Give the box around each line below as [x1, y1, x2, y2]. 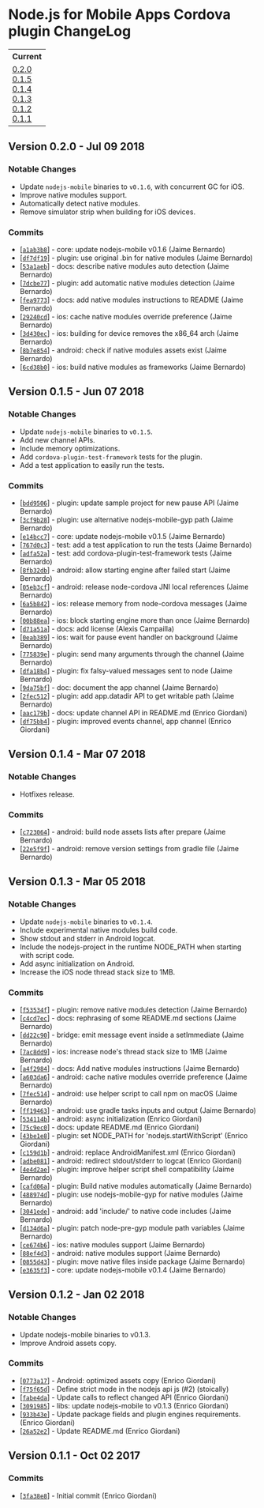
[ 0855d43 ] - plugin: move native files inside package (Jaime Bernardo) [19, 1257, 246, 1266]
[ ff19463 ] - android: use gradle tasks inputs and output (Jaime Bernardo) [19, 1105, 257, 1115]
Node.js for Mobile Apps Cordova [8, 6, 231, 24]
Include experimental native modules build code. [19, 925, 178, 934]
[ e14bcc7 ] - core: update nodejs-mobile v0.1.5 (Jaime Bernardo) [19, 531, 226, 541]
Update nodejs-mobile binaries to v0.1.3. [19, 1329, 151, 1339]
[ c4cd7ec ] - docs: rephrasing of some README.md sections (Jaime [19, 1013, 236, 1023]
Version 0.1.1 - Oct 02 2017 [8, 1449, 140, 1463]
